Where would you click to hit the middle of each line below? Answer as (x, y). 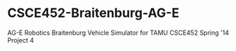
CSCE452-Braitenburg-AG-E (93, 13)
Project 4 (21, 40)
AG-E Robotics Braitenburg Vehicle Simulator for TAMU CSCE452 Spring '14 (118, 33)
